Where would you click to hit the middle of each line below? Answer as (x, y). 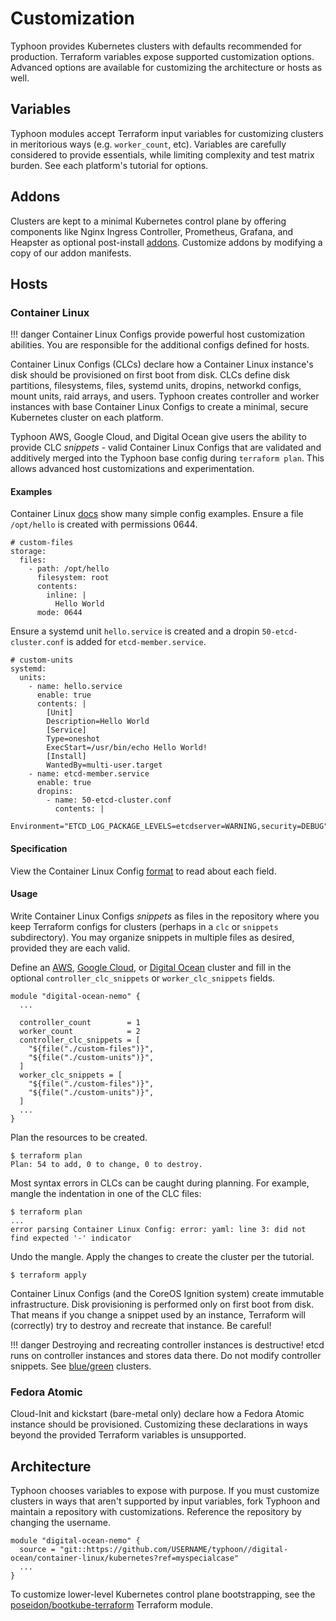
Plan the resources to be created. (79, 1137)
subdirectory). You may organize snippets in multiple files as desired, (152, 937)
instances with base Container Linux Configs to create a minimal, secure (159, 407)
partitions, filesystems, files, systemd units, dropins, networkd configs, (156, 386)
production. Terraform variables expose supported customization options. (162, 56)
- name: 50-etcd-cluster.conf (109, 800)
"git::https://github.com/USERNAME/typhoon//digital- (173, 1549)
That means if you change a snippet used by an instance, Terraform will (158, 1314)
